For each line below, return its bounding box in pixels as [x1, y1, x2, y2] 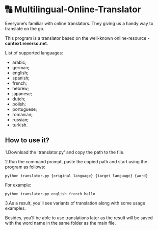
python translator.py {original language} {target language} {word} [5, 173, 148, 178]
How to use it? [5, 136, 50, 145]
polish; [12, 101, 26, 107]
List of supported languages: [5, 50, 63, 55]
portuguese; [12, 106, 37, 112]
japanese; [12, 90, 32, 97]
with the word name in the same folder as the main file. [5, 220, 116, 226]
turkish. [12, 122, 28, 128]
